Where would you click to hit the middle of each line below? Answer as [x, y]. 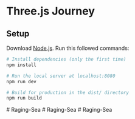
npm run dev [21, 81]
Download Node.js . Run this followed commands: [68, 48]
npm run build [24, 98]
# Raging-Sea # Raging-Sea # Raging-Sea [59, 110]
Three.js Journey [51, 11]
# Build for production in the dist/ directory [68, 92]
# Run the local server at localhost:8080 [61, 76]
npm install [21, 65]
